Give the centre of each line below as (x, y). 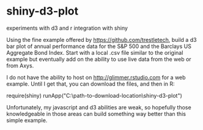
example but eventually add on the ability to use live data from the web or (99, 59)
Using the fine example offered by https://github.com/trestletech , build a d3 (102, 39)
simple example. (27, 120)
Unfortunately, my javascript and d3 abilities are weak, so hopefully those (99, 107)
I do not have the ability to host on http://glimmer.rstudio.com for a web (96, 77)
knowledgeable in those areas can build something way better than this (96, 114)
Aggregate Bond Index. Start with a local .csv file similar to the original (95, 52)
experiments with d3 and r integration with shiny (67, 28)
